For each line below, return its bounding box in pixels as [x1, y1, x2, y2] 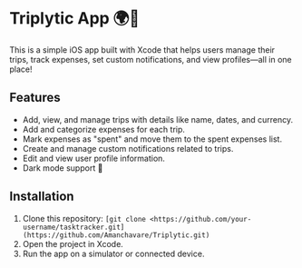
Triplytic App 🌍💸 [9, 8, 141, 29]
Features [9, 90, 61, 105]
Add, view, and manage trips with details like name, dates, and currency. [22, 114, 294, 124]
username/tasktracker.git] [22, 223, 125, 232]
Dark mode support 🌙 [22, 162, 103, 174]
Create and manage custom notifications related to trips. [22, 143, 234, 154]
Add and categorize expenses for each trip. [22, 124, 186, 134]
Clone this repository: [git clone [22, 213, 147, 223]
